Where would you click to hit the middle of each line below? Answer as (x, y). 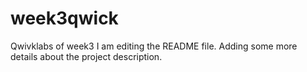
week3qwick (64, 18)
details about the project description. (86, 56)
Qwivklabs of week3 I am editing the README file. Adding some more (154, 46)
